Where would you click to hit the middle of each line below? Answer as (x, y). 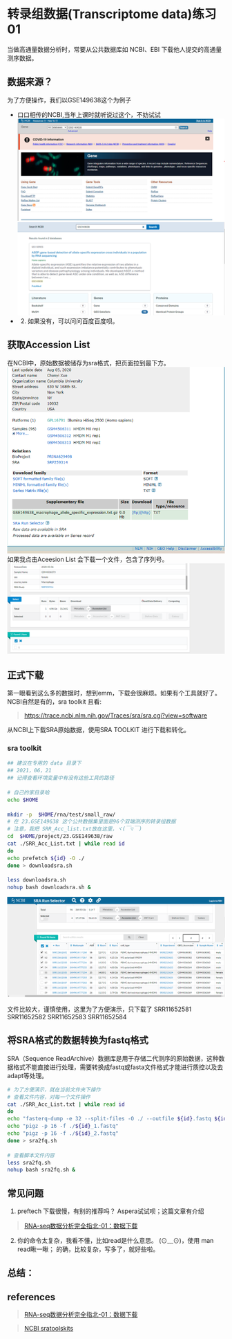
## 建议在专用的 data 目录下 (44, 763)
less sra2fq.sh (29, 1163)
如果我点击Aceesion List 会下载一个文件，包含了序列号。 (88, 559)
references (31, 1297)
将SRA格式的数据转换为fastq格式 (78, 1040)
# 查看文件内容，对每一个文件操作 (49, 1097)
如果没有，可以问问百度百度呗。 (73, 321)
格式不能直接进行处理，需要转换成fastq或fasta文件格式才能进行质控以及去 (118, 1067)
